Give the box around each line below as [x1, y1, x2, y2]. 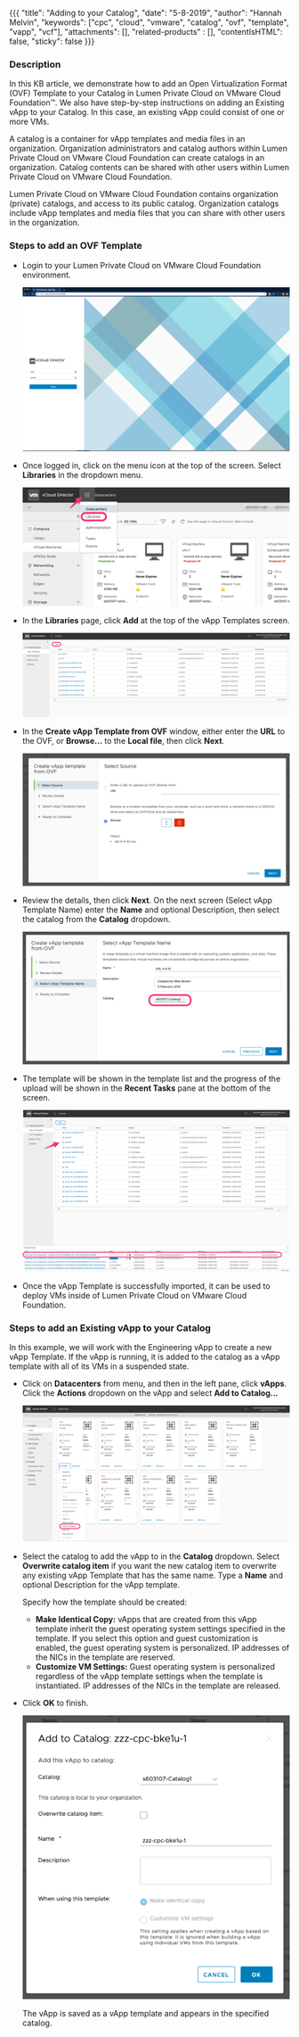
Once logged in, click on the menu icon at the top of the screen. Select [21, 459, 282, 471]
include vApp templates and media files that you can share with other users [9, 208, 286, 219]
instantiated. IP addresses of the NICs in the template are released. [35, 1680, 281, 1691]
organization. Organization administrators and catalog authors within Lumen [9, 143, 287, 154]
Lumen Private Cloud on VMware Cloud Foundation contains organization [9, 189, 279, 200]
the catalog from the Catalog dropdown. [21, 913, 171, 924]
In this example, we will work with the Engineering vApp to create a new [9, 1342, 272, 1353]
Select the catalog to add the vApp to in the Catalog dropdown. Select [21, 1551, 280, 1562]
